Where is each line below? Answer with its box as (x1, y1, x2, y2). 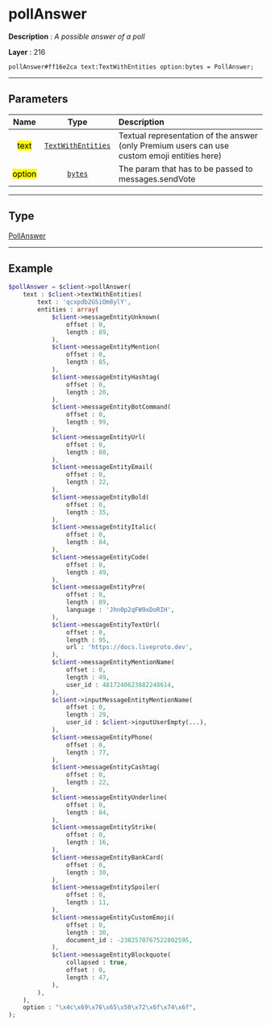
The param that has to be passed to (118, 163, 253, 174)
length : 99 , (65, 418, 110, 426)
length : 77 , (65, 748, 110, 756)
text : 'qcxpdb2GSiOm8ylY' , (37, 298, 131, 307)
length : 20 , (65, 388, 110, 396)
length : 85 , (65, 358, 110, 366)
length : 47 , (65, 974, 110, 982)
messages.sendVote (118, 173, 196, 184)
